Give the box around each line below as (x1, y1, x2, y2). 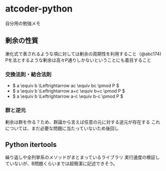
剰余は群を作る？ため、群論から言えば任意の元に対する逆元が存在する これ (5, 119, 160, 125)
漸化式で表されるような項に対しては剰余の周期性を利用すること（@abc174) (5, 51, 161, 57)
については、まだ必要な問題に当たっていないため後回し (5, 125, 119, 131)
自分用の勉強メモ (5, 20, 41, 26)
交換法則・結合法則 (5, 71, 52, 78)
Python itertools (5, 140, 57, 149)
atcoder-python (5, 3, 73, 15)
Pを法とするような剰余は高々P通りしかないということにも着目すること (5, 57, 151, 63)
